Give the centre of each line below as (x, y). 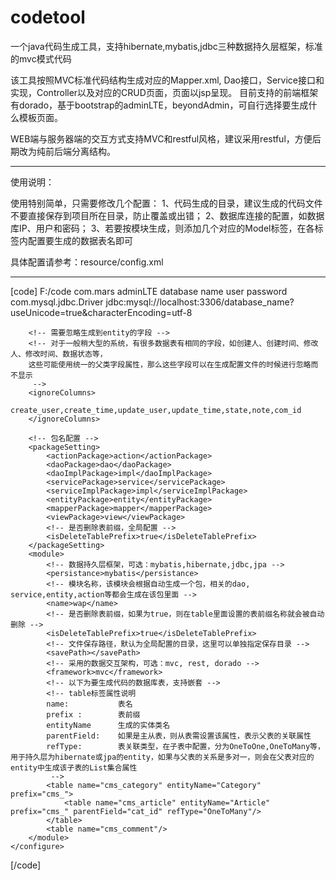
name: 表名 (89, 704)
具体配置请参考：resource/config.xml (87, 262)
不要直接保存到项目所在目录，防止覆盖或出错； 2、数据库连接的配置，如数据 (167, 215)
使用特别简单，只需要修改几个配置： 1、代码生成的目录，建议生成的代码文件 (166, 203)
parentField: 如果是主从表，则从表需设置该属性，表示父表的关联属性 (179, 736)
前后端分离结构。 (80, 151)
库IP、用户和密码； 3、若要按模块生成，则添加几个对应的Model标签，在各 (162, 228)
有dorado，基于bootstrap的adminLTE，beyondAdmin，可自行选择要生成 (159, 105)
